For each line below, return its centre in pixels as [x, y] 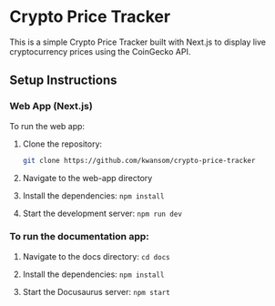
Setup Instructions [63, 81]
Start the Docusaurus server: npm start [96, 291]
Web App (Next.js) [51, 107]
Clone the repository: [62, 144]
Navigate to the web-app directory [87, 178]
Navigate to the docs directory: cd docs [96, 256]
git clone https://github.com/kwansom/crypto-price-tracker [139, 160]
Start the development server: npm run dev [102, 213]
